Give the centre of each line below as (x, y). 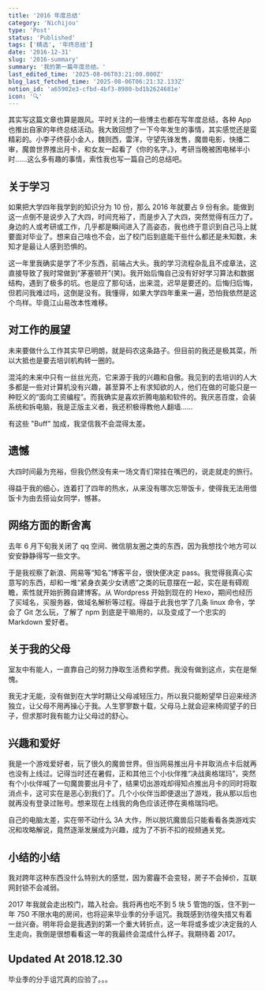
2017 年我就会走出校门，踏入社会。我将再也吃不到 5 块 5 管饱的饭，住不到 (129, 904)
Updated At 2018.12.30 (65, 959)
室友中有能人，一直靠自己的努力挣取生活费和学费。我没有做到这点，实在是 (129, 670)
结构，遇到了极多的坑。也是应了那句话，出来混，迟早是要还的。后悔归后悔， (132, 283)
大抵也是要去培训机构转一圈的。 (67, 360)
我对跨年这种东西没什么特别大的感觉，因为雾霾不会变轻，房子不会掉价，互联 (132, 877)
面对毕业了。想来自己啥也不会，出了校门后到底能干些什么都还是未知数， (132, 237)
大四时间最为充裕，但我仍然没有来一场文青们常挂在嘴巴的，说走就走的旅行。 (132, 471)
